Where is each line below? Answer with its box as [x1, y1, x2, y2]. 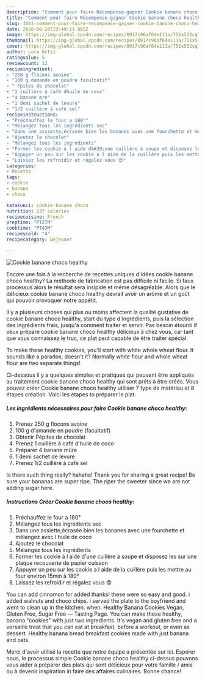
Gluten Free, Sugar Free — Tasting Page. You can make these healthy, [6, 610, 182, 618]
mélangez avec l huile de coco [15, 533, 92, 540]
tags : [6, 174, 20, 181]
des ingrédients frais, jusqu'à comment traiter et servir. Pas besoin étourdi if [6, 321, 197, 328]
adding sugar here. [6, 484, 54, 491]
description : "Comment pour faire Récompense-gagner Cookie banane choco [6, 9, 198, 15]
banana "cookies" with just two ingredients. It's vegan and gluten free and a [6, 616, 197, 624]
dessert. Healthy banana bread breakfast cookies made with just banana [6, 629, 189, 637]
